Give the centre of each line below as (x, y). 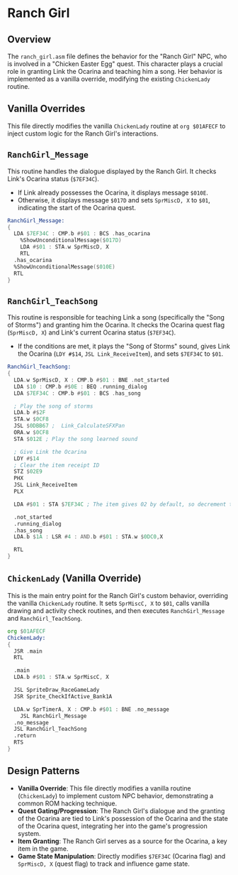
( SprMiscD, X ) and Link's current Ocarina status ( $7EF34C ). (92, 332)
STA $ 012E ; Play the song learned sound (76, 439)
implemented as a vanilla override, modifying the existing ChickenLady (109, 79)
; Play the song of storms (53, 406)
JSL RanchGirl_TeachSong (50, 729)
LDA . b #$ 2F (30, 413)
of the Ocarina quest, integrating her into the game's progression (112, 826)
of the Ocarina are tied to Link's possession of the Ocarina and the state (123, 818)
